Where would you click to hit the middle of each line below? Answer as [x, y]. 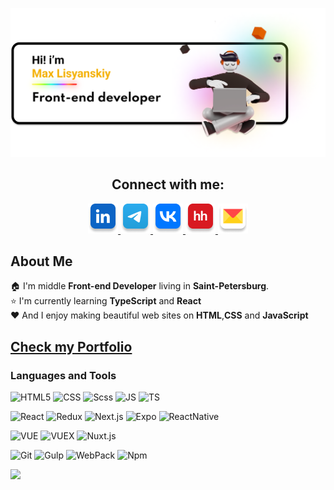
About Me [41, 261]
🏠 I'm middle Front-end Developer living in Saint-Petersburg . [140, 286]
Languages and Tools [63, 375]
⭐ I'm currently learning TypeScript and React [106, 301]
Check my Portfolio [71, 346]
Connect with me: [168, 184]
